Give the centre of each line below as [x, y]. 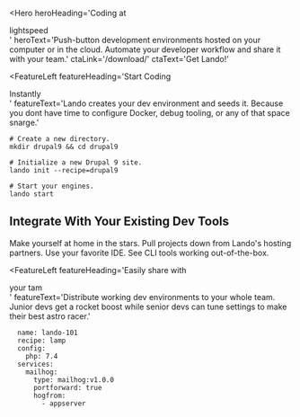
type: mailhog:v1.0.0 [74, 380]
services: [35, 364]
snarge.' [24, 122]
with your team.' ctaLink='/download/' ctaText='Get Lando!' [119, 59]
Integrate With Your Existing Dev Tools [119, 222]
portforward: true [67, 387]
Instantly [26, 94]
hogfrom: [49, 395]
